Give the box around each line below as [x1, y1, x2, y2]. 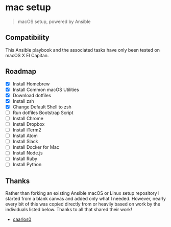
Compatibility [5, 33, 50, 42]
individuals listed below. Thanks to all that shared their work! [5, 207, 132, 213]
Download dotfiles [12, 92, 51, 98]
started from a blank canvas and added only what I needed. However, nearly [5, 196, 166, 202]
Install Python [12, 162, 42, 168]
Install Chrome [12, 115, 43, 121]
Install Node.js [12, 150, 43, 156]
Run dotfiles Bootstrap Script [12, 109, 74, 116]
